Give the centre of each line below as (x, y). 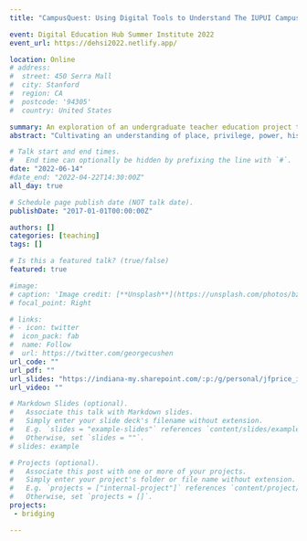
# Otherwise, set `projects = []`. (81, 497)
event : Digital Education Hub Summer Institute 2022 (112, 34)
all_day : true (37, 186)
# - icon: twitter (44, 328)
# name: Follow (40, 345)
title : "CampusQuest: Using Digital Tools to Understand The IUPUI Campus (155, 18)
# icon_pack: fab (44, 336)
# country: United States (61, 111)
